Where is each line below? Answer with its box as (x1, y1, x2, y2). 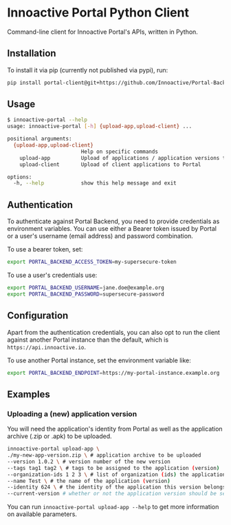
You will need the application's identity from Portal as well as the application (7, 425, 223, 433)
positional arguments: (7, 136, 72, 143)
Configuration (7, 310, 69, 322)
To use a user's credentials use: (7, 271, 98, 279)
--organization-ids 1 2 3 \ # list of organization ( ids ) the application (7, 471, 226, 478)
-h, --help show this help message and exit (13, 180, 177, 187)
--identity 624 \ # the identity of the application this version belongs (7, 484, 226, 491)
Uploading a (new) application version (7, 409, 137, 418)
